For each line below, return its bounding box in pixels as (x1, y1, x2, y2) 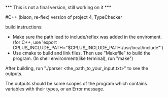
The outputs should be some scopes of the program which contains (5, 81, 147, 86)
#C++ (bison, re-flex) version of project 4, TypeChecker (5, 14, 123, 20)
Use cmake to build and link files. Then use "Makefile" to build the (12, 50, 151, 56)
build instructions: (5, 24, 43, 30)
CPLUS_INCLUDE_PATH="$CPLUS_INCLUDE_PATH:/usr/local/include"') (12, 45, 163, 50)
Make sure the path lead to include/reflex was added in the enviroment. (12, 34, 162, 40)
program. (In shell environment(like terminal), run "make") (12, 55, 133, 61)
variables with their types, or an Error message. (5, 86, 105, 92)
